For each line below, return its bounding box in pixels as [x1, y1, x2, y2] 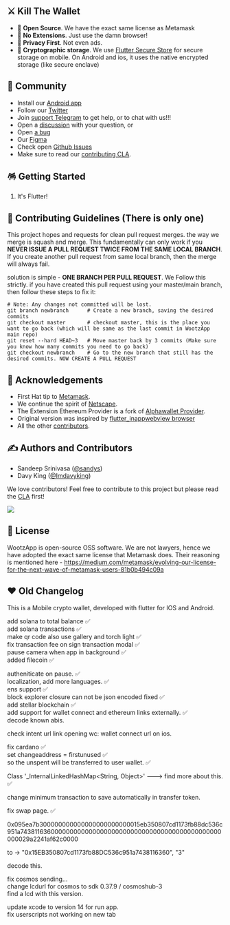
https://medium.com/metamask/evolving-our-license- [64, 558, 216, 566]
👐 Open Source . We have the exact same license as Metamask [16, 23, 195, 32]
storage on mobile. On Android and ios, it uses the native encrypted [16, 53, 209, 61]
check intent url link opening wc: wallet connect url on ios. [7, 729, 172, 738]
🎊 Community [7, 81, 67, 92]
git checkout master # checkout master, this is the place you [7, 320, 211, 326]
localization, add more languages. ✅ [7, 677, 110, 685]
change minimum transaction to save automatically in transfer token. [7, 793, 200, 801]
